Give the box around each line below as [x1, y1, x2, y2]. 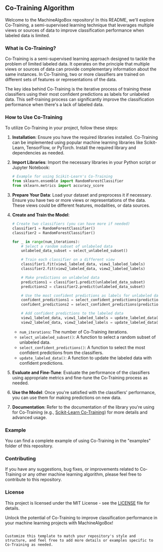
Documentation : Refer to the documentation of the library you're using [12, 404, 155, 410]
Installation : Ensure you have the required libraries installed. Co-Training [12, 134, 158, 140]
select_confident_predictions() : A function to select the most [19, 344, 145, 350]
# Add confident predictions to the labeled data [21, 311, 124, 316]
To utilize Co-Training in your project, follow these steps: [5, 125, 118, 131]
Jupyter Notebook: [12, 165, 50, 171]
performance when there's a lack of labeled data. [5, 102, 104, 108]
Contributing [5, 455, 36, 462]
